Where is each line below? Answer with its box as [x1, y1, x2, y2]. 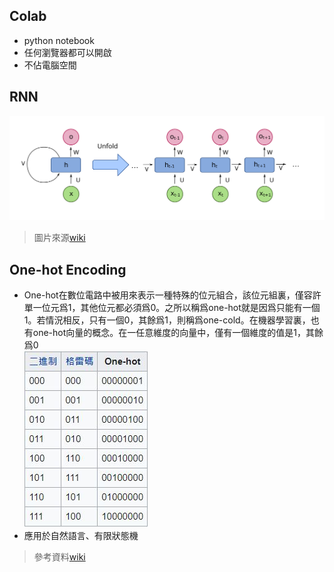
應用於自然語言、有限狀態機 [23, 530, 139, 542]
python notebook [23, 34, 95, 46]
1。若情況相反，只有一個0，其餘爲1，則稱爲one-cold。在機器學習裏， [23, 314, 311, 326]
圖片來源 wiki [33, 232, 86, 244]
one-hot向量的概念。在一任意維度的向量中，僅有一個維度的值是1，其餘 [32, 327, 324, 339]
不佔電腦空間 [23, 59, 77, 71]
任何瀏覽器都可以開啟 [23, 46, 112, 58]
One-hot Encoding [9, 261, 127, 278]
